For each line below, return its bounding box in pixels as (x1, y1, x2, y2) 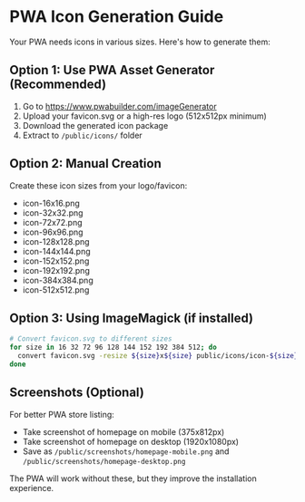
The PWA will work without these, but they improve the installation (9, 473, 257, 484)
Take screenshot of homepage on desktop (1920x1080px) (22, 436, 239, 447)
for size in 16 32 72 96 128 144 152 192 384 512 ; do (9, 343, 218, 352)
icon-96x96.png (22, 227, 84, 237)
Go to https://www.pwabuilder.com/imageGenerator (22, 101, 217, 111)
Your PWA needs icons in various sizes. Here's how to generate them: (9, 36, 271, 47)
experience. (9, 482, 54, 493)
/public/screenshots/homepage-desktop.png (22, 457, 186, 466)
